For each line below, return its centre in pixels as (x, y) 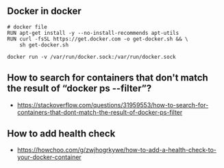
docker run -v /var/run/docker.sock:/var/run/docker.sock (91, 57)
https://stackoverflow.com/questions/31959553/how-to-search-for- (113, 104)
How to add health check (61, 134)
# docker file (27, 27)
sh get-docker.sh (44, 45)
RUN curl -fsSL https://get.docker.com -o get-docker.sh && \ (98, 39)
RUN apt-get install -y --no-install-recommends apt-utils (93, 33)
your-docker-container (49, 157)
